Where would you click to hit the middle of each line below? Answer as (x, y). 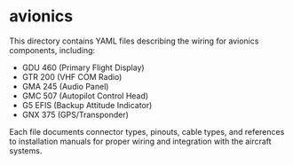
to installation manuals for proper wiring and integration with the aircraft (141, 141)
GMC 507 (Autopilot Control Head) (85, 96)
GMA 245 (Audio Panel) (65, 86)
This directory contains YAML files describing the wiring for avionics (134, 41)
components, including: (52, 50)
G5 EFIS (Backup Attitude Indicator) (87, 105)
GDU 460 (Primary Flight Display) (83, 67)
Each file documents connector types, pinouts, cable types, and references (147, 131)
